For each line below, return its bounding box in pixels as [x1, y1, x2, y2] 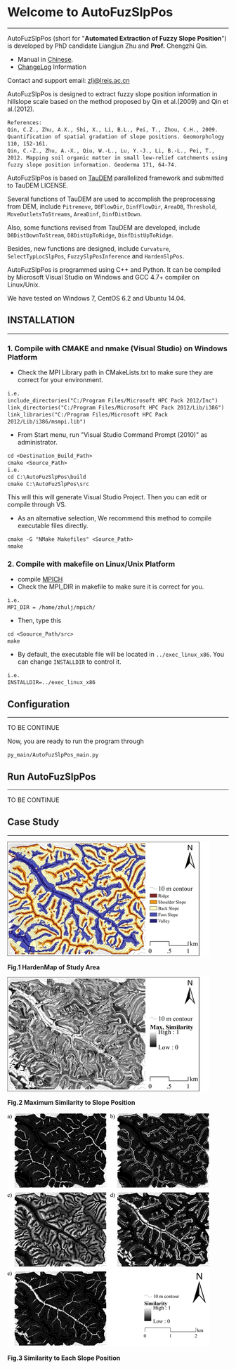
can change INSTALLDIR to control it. [17, 657, 122, 666]
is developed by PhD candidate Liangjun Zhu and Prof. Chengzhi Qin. [7, 41, 209, 50]
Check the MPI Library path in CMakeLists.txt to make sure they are [17, 368, 214, 376]
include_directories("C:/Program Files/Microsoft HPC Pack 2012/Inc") [7, 398, 218, 405]
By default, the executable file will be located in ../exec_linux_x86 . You [17, 650, 225, 659]
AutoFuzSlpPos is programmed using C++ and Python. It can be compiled [7, 265, 221, 274]
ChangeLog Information [17, 63, 86, 71]
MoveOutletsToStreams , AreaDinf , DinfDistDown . [7, 209, 143, 218]
